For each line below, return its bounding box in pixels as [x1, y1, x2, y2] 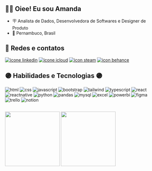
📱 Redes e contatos [5, 44, 65, 52]
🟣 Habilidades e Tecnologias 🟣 [5, 72, 103, 80]
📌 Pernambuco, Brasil [12, 30, 56, 36]
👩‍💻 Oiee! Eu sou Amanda [5, 5, 82, 13]
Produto [12, 25, 28, 31]
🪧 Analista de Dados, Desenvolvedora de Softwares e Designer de [12, 18, 146, 24]
